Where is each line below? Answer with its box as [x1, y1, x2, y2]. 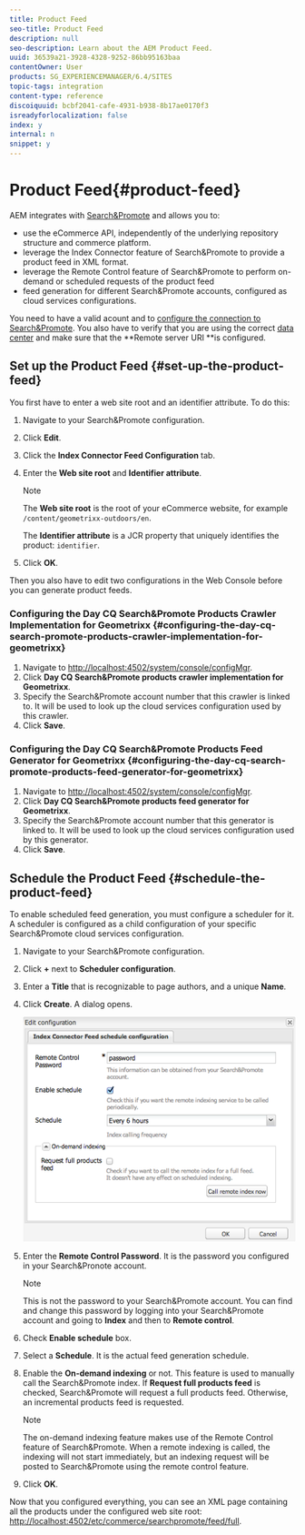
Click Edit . [22, 432, 62, 443]
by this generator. [22, 834, 89, 845]
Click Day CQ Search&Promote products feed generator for [22, 796, 250, 807]
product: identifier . [22, 540, 100, 550]
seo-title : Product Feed [9, 24, 103, 34]
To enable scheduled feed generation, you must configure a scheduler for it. [9, 909, 295, 920]
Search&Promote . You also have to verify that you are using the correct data [9, 322, 294, 333]
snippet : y [9, 139, 51, 149]
